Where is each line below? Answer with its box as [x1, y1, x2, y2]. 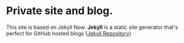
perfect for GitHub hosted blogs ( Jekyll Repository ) [6, 29, 132, 37]
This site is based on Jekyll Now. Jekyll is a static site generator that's [6, 24, 178, 31]
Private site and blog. [6, 4, 113, 18]
